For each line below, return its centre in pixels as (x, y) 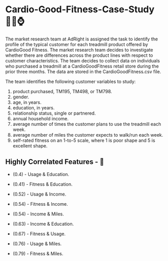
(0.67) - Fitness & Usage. (39, 233)
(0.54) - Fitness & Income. (40, 204)
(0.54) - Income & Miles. (38, 214)
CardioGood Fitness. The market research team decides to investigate (79, 50)
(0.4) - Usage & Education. (41, 174)
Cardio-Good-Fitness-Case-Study (80, 9)
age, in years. (27, 102)
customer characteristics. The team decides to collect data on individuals (83, 60)
